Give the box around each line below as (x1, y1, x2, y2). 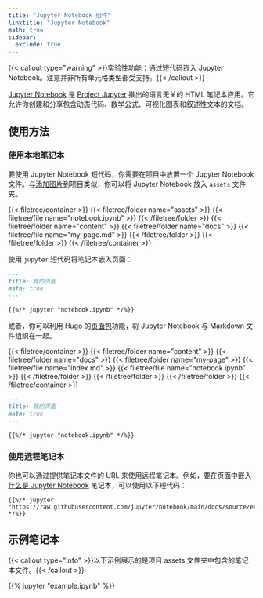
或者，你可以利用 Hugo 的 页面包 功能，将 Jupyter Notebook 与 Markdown (8, 321, 245, 330)
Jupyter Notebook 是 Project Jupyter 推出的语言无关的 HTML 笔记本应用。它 (8, 89, 255, 99)
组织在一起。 (14, 331, 56, 341)
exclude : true (15, 41, 61, 49)
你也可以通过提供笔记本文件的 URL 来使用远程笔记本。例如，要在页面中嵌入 (8, 470, 252, 479)
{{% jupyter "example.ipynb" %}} (8, 581, 115, 590)
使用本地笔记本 (8, 150, 65, 161)
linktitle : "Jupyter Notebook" (8, 19, 110, 27)
